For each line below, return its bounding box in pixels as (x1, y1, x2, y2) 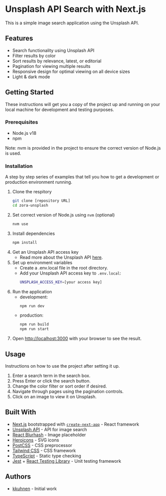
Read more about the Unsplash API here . (19, 254, 103, 260)
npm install (12, 240, 37, 245)
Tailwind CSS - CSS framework (12, 447, 76, 453)
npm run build (19, 322, 49, 327)
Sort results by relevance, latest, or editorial (12, 58, 102, 64)
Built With (5, 408, 36, 417)
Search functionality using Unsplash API (12, 47, 95, 53)
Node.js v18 (12, 130, 37, 136)
